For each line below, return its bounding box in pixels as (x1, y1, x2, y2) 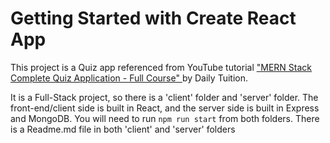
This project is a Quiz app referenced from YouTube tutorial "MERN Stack (10, 61, 312, 73)
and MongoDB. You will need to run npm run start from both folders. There (10, 112, 320, 124)
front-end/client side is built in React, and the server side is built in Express (10, 102, 320, 114)
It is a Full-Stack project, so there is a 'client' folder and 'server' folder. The (10, 91, 319, 103)
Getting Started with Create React (10, 7, 297, 30)
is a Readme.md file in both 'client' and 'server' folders (10, 123, 236, 135)
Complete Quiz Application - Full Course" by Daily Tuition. (10, 72, 248, 84)
